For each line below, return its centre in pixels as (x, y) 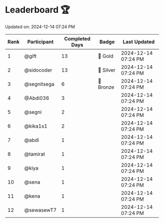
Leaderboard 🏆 (38, 10)
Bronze (106, 87)
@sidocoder (38, 70)
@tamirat (35, 154)
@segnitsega (39, 84)
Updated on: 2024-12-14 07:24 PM (40, 27)
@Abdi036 (37, 98)
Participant (40, 41)
